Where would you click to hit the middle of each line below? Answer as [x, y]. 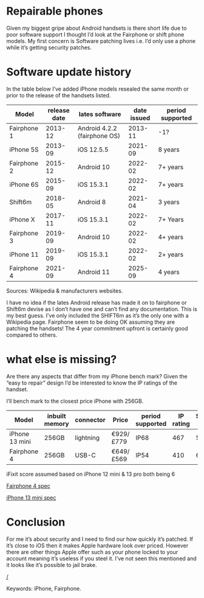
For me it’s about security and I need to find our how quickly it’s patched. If [100, 539]
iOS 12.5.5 [93, 149]
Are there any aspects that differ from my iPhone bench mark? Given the [97, 376]
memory [56, 423]
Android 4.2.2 [97, 128]
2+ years [171, 254]
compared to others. [32, 335]
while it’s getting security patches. [49, 47]
